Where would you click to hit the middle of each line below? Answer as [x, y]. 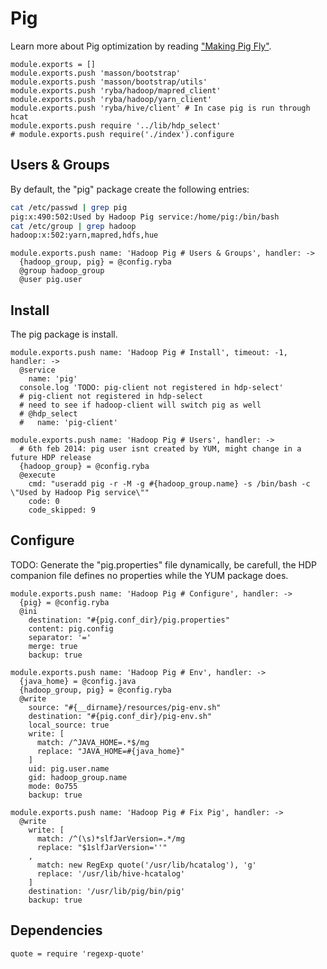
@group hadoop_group [62, 271]
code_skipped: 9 [62, 510]
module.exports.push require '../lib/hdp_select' [116, 125]
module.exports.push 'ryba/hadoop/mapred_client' [116, 90]
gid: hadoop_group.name [78, 777]
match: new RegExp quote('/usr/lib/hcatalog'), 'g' [146, 865]
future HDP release [51, 458]
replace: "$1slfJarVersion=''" [102, 847]
